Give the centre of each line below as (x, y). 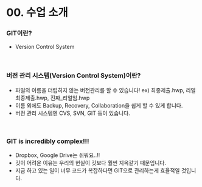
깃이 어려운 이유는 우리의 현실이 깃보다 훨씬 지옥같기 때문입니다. (90, 163)
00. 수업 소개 (37, 13)
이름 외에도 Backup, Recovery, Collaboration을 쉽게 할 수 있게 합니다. (99, 105)
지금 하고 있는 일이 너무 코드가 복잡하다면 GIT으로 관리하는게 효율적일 (97, 170)
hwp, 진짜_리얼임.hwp (63, 98)
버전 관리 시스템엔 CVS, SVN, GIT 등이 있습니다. (73, 113)
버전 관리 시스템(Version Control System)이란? (74, 76)
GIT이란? (19, 33)
